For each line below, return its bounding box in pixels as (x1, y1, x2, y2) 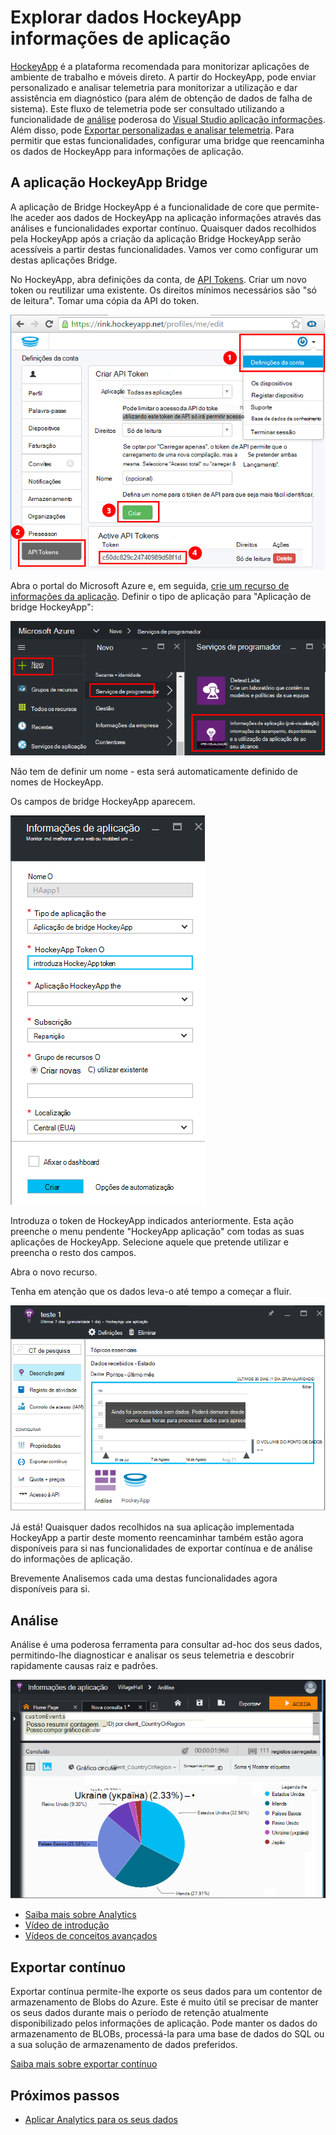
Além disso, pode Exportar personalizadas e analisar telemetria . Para (10, 124, 295, 136)
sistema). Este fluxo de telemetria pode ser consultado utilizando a (10, 102, 285, 115)
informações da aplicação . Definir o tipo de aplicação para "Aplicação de (10, 591, 312, 603)
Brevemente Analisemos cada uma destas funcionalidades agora (10, 1572, 278, 1585)
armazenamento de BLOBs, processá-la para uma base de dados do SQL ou (10, 2028, 325, 2040)
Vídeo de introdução (24, 1919, 110, 1931)
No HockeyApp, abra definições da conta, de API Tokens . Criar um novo (10, 273, 307, 285)
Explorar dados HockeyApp (10, 6, 242, 29)
